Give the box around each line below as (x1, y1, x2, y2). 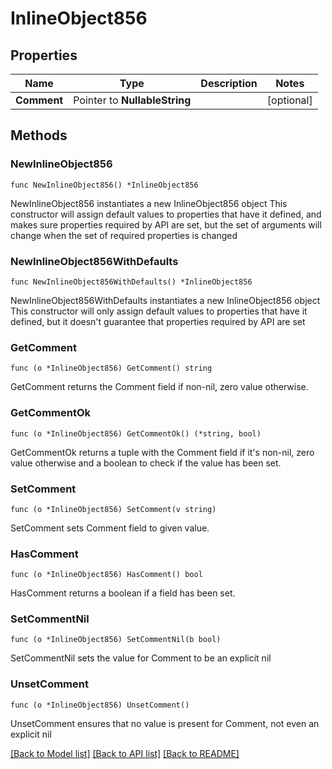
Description (200, 77, 258, 90)
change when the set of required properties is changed (10, 229, 238, 241)
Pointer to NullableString (73, 93, 192, 107)
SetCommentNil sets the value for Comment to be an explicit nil (10, 652, 272, 664)
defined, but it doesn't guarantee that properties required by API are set (10, 315, 306, 327)
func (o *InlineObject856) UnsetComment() (10, 700, 190, 710)
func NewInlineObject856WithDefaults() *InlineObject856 (10, 277, 253, 287)
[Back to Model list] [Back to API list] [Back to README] (10, 747, 240, 759)
